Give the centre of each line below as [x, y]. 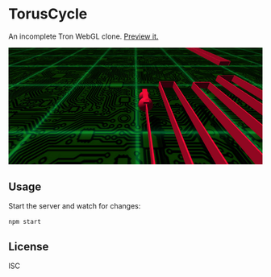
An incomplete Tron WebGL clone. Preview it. [83, 36]
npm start [25, 222]
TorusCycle [48, 14]
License [29, 246]
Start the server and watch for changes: [75, 206]
